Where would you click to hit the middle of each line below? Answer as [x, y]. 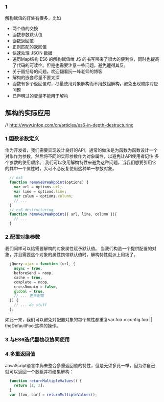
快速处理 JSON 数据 [32, 53]
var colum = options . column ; [44, 196]
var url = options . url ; [38, 187]
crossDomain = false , [36, 287]
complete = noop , [32, 282]
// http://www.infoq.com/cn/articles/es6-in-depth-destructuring [69, 125]
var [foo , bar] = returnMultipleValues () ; [53, 395]
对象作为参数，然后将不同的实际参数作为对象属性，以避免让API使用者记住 [79, 156]
